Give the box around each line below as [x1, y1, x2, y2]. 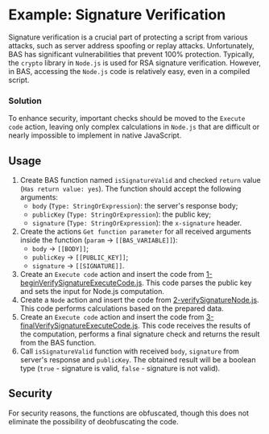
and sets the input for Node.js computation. [19, 287, 165, 296]
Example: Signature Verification [8, 6, 226, 24]
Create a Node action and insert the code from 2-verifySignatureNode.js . [19, 296, 259, 305]
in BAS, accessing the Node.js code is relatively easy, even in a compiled [8, 66, 250, 76]
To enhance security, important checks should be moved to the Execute [8, 114, 246, 123]
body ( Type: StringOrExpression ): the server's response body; [31, 201, 238, 211]
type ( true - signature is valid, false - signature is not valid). [19, 364, 221, 374]
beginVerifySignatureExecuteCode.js [19, 278, 143, 287]
